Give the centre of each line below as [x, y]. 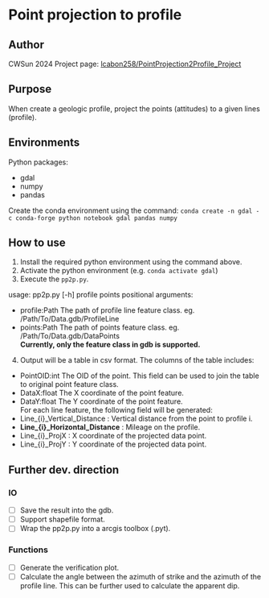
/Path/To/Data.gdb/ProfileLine [69, 319]
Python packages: [38, 162]
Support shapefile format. [63, 519]
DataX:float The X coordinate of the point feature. [102, 393]
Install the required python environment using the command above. [131, 262]
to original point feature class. [69, 384]
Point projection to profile [95, 15]
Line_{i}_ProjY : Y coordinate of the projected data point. [113, 444]
